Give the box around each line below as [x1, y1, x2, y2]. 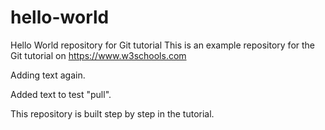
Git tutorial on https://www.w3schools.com [10, 49, 187, 61]
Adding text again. [10, 69, 86, 81]
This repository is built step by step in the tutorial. [10, 107, 215, 120]
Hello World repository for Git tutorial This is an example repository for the [10, 39, 316, 51]
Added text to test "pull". [10, 88, 112, 100]
